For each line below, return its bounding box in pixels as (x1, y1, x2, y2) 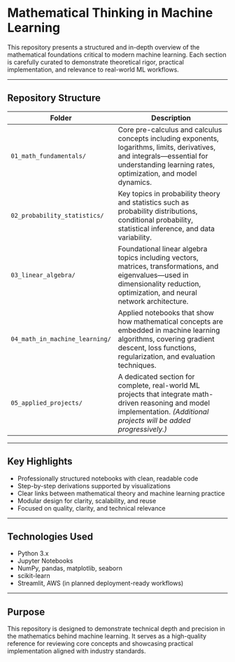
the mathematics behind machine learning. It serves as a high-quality (7, 632, 207, 640)
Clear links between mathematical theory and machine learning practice (17, 489, 225, 497)
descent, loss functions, (117, 343, 197, 352)
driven (117, 398, 139, 408)
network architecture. (117, 296, 189, 306)
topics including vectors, (117, 252, 199, 262)
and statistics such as (117, 198, 190, 207)
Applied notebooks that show (117, 308, 215, 317)
